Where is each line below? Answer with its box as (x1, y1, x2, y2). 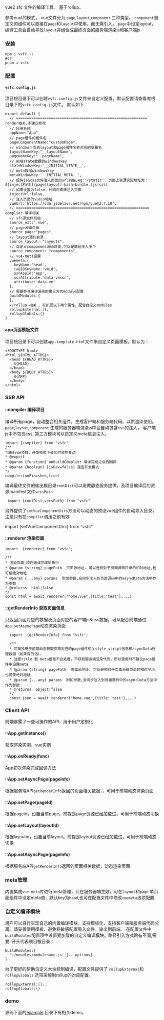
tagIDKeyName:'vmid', (14, 267, 58, 272)
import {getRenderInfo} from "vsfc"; (9, 632, 89, 638)
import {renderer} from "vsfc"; (5, 546, 73, 551)
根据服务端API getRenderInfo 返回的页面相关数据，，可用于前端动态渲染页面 (5, 788, 154, 794)
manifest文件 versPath (9, 488, 53, 494)
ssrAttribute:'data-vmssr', (14, 275, 71, 280)
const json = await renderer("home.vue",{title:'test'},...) (9, 696, 137, 701)
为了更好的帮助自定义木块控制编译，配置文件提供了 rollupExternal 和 (5, 966, 144, 972)
